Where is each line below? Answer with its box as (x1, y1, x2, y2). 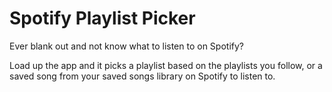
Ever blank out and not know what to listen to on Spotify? (9, 40, 244, 52)
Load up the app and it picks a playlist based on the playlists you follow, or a (9, 59, 323, 71)
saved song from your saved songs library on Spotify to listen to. (9, 70, 276, 82)
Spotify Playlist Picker (9, 7, 196, 30)
